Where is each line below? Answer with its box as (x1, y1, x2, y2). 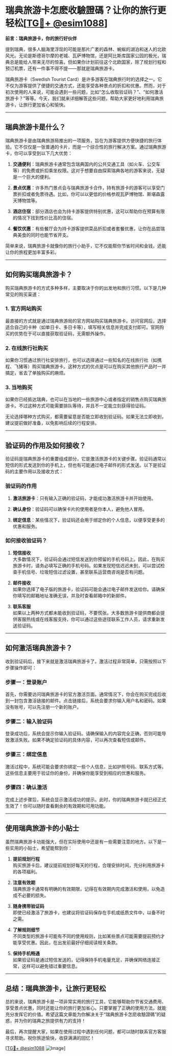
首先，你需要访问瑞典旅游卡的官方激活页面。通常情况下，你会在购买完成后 (5, 691, 162, 697)
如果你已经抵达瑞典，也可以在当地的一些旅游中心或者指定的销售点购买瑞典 (5, 396, 162, 402)
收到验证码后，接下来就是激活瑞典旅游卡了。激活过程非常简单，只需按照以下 (5, 658, 166, 664)
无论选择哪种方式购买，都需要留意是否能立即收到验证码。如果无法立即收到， (5, 414, 166, 420)
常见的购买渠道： (5, 291, 41, 297)
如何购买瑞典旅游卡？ (5, 270, 72, 279)
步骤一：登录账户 (5, 679, 47, 686)
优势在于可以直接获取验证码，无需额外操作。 (14, 330, 108, 337)
